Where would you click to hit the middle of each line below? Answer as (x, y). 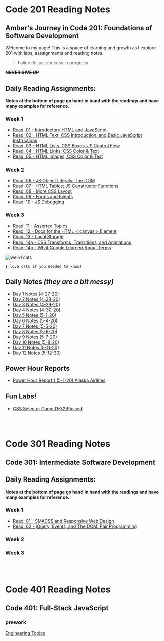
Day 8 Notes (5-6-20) (35, 331)
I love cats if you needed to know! (44, 266)
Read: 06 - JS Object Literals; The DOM (54, 181)
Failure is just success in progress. (53, 63)
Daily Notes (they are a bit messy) (60, 282)
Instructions (25, 141)
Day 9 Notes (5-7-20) (35, 337)
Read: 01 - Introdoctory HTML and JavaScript (60, 130)
